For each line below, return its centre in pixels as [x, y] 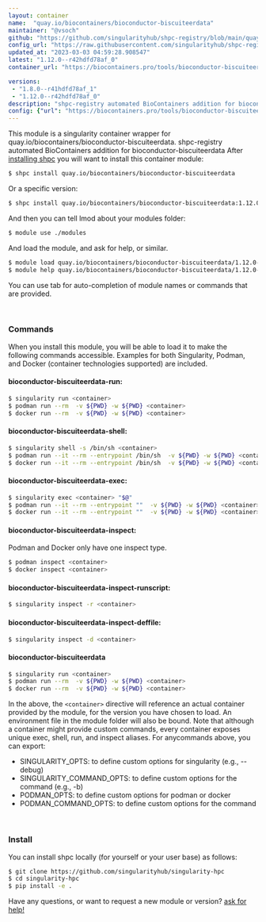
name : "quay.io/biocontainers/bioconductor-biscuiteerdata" [111, 23]
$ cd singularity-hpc [44, 879]
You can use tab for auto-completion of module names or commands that [128, 285]
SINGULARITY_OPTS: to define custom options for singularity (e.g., [129, 762]
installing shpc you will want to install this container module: [106, 159]
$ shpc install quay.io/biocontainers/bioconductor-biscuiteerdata [122, 174]
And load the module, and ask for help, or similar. [88, 248]
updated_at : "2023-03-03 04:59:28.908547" [79, 52]
